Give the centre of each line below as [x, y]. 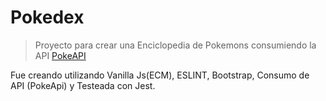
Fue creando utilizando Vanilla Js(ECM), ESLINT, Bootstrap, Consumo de [160, 75]
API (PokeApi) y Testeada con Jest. [83, 85]
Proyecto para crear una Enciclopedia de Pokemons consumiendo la [175, 45]
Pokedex [47, 17]
